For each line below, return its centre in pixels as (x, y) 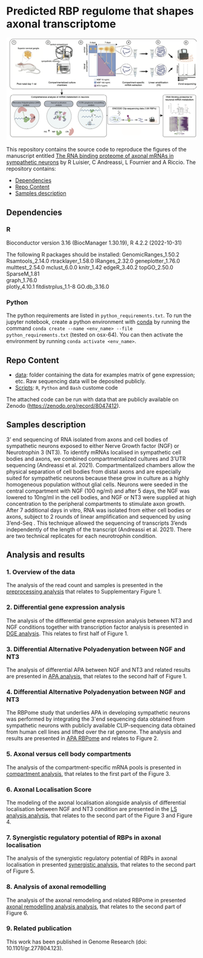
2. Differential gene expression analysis (66, 608)
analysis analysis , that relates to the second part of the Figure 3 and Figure (99, 815)
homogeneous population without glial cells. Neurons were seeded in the (97, 484)
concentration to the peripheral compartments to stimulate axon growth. (96, 504)
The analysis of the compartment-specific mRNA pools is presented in (94, 767)
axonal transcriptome (61, 24)
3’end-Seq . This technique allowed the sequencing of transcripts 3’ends (97, 523)
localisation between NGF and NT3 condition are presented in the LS (92, 809)
